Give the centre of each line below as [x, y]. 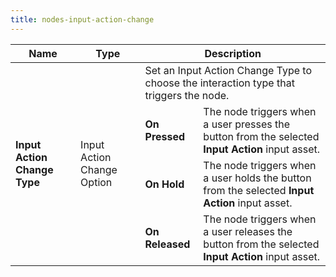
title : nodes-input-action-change [82, 19]
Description [233, 53]
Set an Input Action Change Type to [228, 70]
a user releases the [248, 231]
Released [167, 244]
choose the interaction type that [219, 83]
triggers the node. [187, 95]
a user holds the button [257, 178]
